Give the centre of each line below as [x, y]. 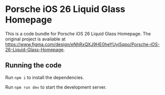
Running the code [33, 65]
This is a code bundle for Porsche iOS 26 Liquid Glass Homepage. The [78, 33]
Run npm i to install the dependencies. [45, 77]
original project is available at [35, 39]
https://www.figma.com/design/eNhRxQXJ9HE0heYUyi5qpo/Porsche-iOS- [82, 44]
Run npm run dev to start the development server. [56, 87]
